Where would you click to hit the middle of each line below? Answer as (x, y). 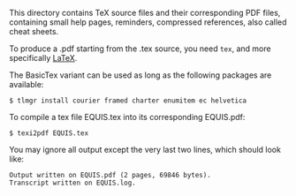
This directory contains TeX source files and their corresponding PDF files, (145, 13)
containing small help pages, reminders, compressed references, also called (148, 22)
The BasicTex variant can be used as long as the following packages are (140, 75)
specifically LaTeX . (43, 58)
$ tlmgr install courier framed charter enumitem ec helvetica (128, 101)
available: (27, 84)
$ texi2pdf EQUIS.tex (49, 133)
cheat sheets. (34, 31)
